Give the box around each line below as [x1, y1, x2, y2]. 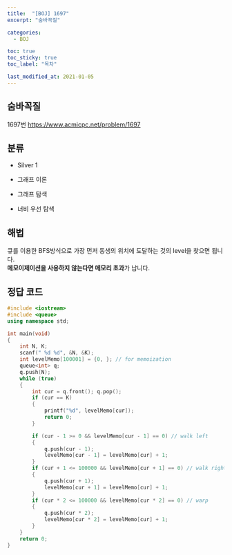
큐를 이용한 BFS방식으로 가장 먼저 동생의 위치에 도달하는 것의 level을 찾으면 [7, 247, 211, 255]
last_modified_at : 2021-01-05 [7, 73, 95, 80]
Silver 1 [17, 161, 38, 169]
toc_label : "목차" [7, 61, 57, 68]
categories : [7, 29, 41, 36]
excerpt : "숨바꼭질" [7, 17, 61, 23]
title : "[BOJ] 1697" [7, 10, 70, 17]
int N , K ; [19, 343, 48, 350]
